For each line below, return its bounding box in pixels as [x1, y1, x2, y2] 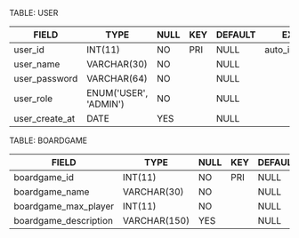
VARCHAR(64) [85, 73, 149, 84]
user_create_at [13, 113, 76, 124]
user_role [13, 92, 53, 105]
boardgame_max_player [13, 200, 115, 212]
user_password [13, 73, 78, 84]
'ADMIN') [85, 98, 125, 110]
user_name [13, 58, 61, 70]
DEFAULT [216, 28, 256, 41]
